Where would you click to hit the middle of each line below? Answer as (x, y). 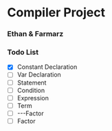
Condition (31, 90)
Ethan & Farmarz (35, 34)
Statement (32, 83)
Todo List (23, 53)
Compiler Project (56, 13)
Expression (33, 98)
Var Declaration (39, 75)
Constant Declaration (47, 67)
